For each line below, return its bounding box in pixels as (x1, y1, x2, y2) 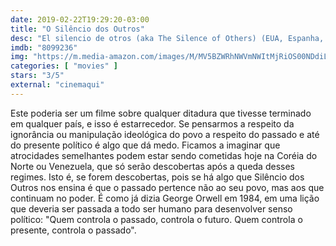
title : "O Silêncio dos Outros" (10, 24, 145, 34)
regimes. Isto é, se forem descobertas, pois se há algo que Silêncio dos (10, 171, 305, 183)
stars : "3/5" (10, 71, 65, 81)
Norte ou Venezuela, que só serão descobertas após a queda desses (10, 160, 295, 172)
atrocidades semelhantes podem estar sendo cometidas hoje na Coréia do (10, 149, 318, 161)
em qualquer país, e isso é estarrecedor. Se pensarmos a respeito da (10, 117, 295, 130)
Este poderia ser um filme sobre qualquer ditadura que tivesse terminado (10, 107, 312, 119)
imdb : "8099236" (10, 42, 78, 53)
